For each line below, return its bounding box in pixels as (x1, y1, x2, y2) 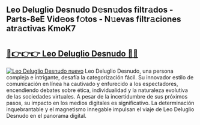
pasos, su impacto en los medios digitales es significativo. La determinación (6, 99, 195, 106)
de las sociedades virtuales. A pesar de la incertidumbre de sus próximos (6, 93, 188, 100)
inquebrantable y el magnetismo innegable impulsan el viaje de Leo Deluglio (6, 106, 195, 113)
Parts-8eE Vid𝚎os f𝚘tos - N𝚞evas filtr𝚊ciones (6, 14, 181, 25)
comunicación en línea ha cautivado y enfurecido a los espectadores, (6, 81, 178, 87)
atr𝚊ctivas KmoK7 (6, 23, 76, 34)
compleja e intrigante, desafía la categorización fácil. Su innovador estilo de (6, 74, 194, 81)
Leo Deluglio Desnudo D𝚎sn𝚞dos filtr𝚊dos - (6, 5, 174, 15)
